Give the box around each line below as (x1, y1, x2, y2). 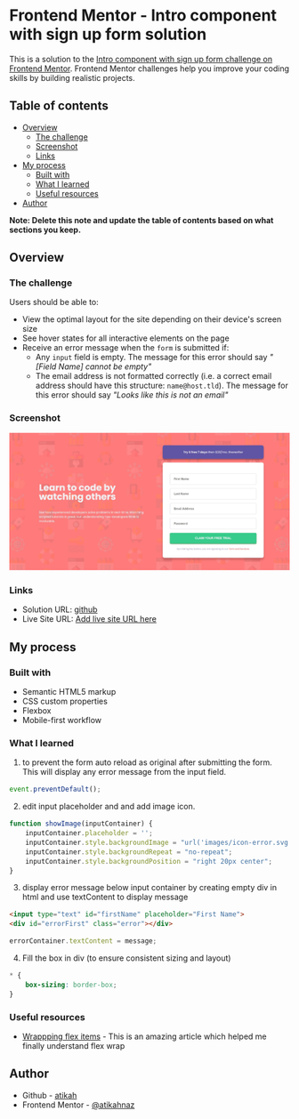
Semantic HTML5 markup (21, 687, 117, 697)
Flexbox (21, 705, 52, 716)
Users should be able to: (9, 297, 100, 308)
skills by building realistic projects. (9, 72, 135, 83)
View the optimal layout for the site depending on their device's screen (21, 314, 282, 325)
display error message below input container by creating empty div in (21, 882, 278, 893)
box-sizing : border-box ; (25, 980, 117, 989)
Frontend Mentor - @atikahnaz (21, 1099, 135, 1110)
